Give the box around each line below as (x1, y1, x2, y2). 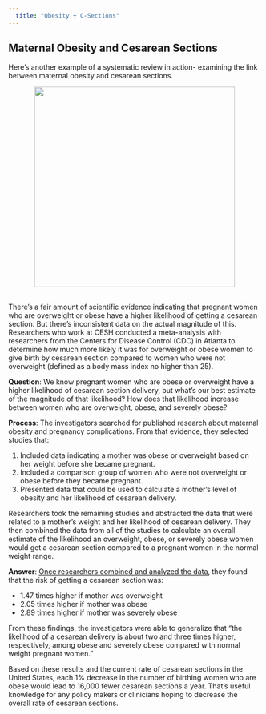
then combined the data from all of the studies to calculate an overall (8, 526, 236, 535)
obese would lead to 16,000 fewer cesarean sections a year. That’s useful (8, 681, 251, 691)
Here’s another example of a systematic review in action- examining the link (8, 62, 258, 72)
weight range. (8, 552, 54, 561)
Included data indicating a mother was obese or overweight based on (19, 451, 250, 460)
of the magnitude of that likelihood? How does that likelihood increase (8, 394, 239, 404)
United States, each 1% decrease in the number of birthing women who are (8, 673, 256, 683)
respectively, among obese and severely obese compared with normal (8, 640, 240, 650)
